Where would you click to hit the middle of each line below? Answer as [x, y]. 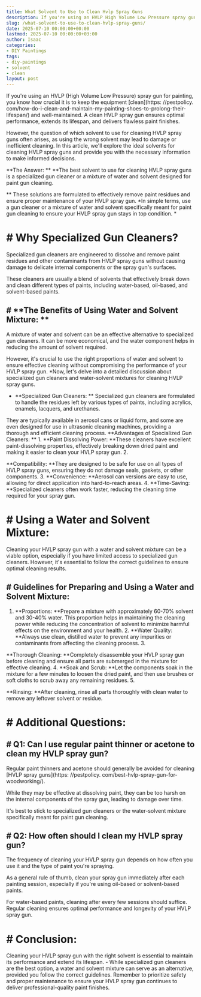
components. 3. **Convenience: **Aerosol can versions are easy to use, [97, 476]
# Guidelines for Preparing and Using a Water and [100, 587]
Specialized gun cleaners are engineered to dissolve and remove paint [93, 255]
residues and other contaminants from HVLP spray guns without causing [96, 261]
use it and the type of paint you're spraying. [60, 866]
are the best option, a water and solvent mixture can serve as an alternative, [100, 968]
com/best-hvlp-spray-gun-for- [140, 774]
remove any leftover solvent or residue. [54, 698]
